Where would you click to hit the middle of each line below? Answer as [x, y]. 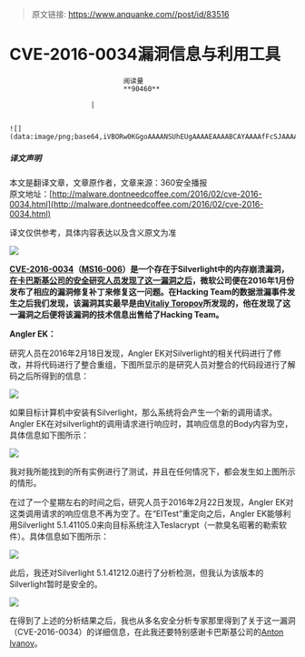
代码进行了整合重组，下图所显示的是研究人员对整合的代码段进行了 [164, 364]
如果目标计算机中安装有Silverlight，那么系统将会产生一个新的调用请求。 [143, 412]
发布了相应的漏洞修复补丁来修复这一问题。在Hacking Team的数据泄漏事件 [148, 291]
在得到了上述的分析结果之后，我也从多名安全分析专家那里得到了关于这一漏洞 [152, 620]
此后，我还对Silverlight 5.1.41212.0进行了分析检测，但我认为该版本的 [137, 572]
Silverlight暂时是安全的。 [56, 584]
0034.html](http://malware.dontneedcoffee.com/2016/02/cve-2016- [137, 204]
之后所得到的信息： [53, 376]
